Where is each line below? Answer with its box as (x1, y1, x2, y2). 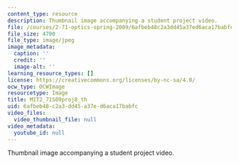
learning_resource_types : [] (7, 70, 94, 77)
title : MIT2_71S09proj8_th (7, 97, 87, 104)
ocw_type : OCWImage (7, 83, 65, 90)
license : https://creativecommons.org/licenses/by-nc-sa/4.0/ (7, 76, 196, 84)
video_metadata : (7, 122, 55, 130)
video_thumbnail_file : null (14, 116, 97, 123)
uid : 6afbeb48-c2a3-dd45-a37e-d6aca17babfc (7, 103, 139, 110)
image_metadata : (7, 43, 55, 50)
